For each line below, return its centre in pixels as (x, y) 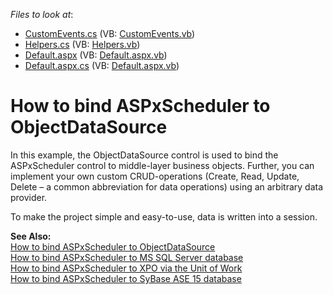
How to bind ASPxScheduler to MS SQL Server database (127, 257)
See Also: (31, 236)
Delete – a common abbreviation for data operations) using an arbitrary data (167, 186)
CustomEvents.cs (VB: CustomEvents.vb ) (110, 33)
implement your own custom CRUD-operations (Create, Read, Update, (155, 176)
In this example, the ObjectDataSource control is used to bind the (144, 155)
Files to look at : (42, 14)
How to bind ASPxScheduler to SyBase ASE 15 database (126, 278)
